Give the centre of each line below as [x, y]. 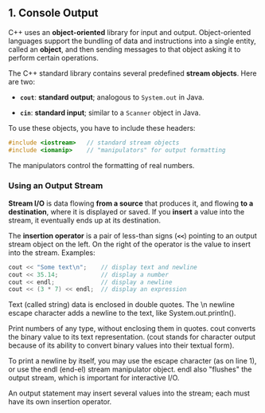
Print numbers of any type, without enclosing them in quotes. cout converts [132, 328]
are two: [22, 81]
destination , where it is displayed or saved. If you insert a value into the [127, 211]
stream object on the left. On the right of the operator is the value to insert [129, 244]
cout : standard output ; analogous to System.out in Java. [112, 97]
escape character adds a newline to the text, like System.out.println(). [122, 313]
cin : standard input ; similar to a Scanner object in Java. [110, 112]
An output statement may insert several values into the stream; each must [129, 393]
